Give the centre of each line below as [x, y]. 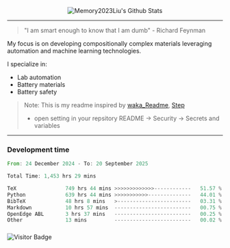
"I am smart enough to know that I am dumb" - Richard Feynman [115, 30]
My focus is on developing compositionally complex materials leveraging [110, 43]
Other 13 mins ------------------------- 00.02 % [115, 220]
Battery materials [41, 84]
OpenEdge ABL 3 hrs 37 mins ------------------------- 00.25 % [115, 214]
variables [47, 125]
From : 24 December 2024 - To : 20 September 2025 [78, 164]
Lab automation [39, 77]
